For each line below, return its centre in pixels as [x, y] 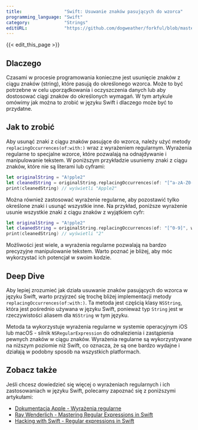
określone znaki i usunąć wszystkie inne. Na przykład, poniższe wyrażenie [97, 206]
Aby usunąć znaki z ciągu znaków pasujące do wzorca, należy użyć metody [98, 141]
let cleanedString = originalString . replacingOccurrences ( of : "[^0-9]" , [97, 228]
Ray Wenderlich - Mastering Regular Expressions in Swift [84, 414]
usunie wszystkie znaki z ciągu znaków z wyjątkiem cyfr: [75, 212]
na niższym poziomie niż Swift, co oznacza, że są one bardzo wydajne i [93, 345]
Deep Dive [25, 276]
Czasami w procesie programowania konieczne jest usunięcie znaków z [93, 78]
